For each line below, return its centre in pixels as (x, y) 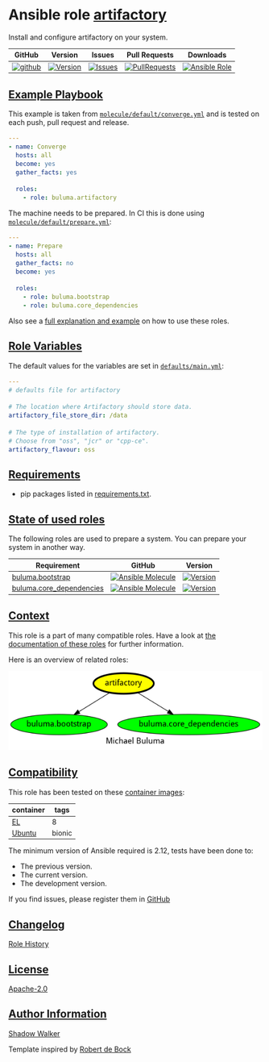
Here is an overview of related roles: (68, 660)
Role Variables (45, 346)
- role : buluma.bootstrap (66, 297)
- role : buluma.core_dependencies (81, 306)
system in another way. (47, 548)
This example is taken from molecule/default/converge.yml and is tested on (134, 114)
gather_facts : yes (47, 172)
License (29, 969)
